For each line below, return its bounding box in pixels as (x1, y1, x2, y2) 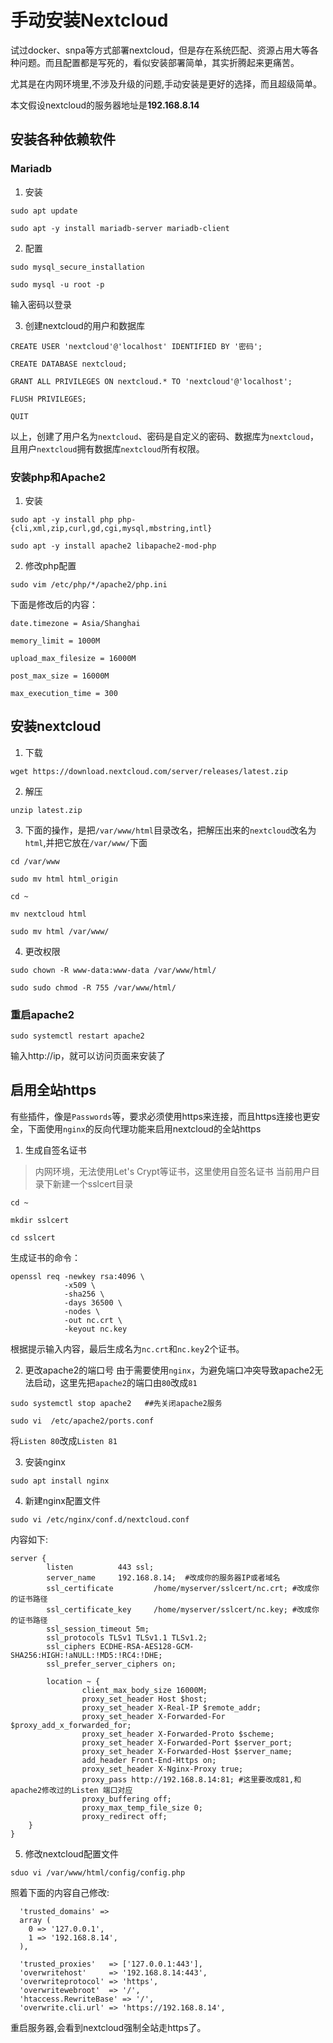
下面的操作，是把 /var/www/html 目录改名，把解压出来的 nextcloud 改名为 (24, 824, 317, 836)
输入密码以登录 (10, 298, 72, 310)
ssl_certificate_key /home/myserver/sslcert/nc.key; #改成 (46, 1604, 312, 1615)
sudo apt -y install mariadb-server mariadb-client (10, 223, 230, 233)
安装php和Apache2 (10, 470, 106, 484)
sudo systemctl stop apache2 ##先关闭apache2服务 (10, 1398, 223, 1408)
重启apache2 (10, 1007, 75, 1021)
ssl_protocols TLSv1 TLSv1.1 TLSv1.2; (46, 1632, 208, 1643)
